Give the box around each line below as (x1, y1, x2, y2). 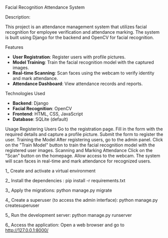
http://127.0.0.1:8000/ (5, 227, 49, 233)
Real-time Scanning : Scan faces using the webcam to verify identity (12, 70, 154, 76)
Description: (5, 14, 31, 20)
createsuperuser (5, 202, 40, 208)
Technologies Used (5, 91, 45, 96)
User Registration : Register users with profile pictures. (12, 54, 126, 60)
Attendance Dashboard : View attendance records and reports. (12, 81, 143, 87)
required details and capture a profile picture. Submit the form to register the (5, 131, 163, 137)
